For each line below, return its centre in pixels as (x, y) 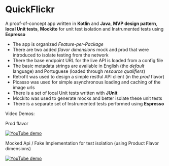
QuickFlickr (30, 9)
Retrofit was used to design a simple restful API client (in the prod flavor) (89, 76)
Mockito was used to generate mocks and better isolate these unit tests (87, 98)
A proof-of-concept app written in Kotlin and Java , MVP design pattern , (81, 23)
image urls (24, 87)
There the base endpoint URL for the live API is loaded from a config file (88, 60)
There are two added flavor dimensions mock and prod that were (81, 49)
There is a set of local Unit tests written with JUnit (65, 93)
